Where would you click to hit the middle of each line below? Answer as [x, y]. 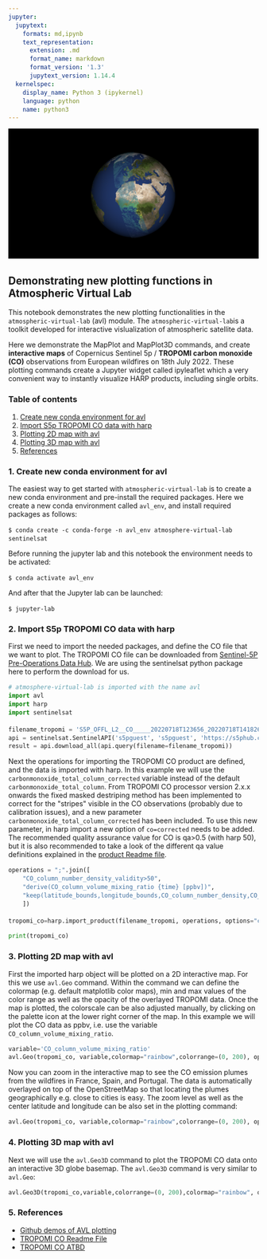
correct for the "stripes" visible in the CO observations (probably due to [126, 804]
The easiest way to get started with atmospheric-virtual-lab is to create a [130, 489]
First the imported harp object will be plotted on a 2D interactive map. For [128, 974]
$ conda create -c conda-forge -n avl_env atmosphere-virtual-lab [120, 530]
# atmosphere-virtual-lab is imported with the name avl [104, 687]
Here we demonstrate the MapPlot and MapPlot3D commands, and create [129, 345]
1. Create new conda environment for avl [88, 471]
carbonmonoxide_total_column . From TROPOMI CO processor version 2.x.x [130, 787]
